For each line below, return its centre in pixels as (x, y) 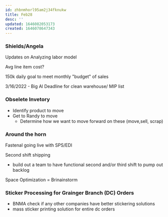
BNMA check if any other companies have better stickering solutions (83, 204)
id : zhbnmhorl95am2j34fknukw (36, 10)
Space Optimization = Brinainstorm (41, 180)
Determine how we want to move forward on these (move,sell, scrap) (92, 121)
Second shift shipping (28, 155)
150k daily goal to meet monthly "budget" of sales (57, 77)
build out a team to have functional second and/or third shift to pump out (88, 165)
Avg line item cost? (25, 67)
